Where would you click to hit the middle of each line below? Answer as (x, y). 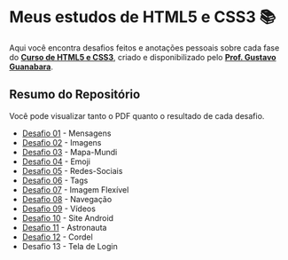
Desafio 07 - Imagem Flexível (75, 189)
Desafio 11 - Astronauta (64, 227)
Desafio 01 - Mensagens (66, 133)
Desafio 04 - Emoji (56, 162)
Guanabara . (31, 67)
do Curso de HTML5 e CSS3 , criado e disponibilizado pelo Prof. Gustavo (143, 57)
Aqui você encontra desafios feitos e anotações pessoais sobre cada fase (144, 47)
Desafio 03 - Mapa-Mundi (70, 152)
